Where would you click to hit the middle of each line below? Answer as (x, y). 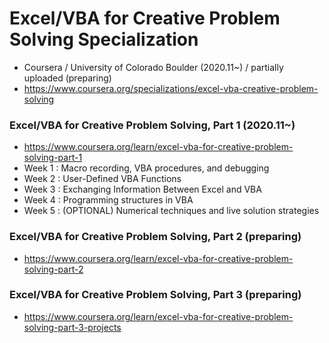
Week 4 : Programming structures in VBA (108, 200)
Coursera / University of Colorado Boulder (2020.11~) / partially (153, 67)
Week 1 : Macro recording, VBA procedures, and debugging (146, 168)
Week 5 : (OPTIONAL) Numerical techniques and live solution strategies (171, 211)
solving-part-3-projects (72, 327)
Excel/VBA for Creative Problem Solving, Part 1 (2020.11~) (152, 125)
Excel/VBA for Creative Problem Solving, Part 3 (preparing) (155, 295)
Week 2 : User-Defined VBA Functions (102, 179)
